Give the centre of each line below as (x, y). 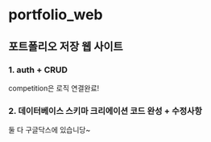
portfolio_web (56, 15)
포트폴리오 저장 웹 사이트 (66, 46)
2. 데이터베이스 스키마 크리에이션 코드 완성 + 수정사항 (105, 111)
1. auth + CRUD (38, 70)
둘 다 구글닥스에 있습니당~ (50, 130)
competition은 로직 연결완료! (54, 88)
